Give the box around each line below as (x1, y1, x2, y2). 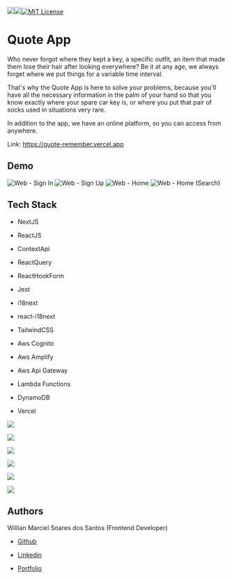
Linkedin (17, 551, 42, 559)
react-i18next (17, 312, 56, 320)
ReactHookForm (17, 271, 65, 280)
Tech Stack (7, 199, 57, 211)
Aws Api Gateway (17, 366, 68, 375)
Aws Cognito (17, 339, 54, 347)
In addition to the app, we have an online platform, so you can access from (7, 119, 222, 127)
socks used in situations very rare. (7, 105, 106, 114)
